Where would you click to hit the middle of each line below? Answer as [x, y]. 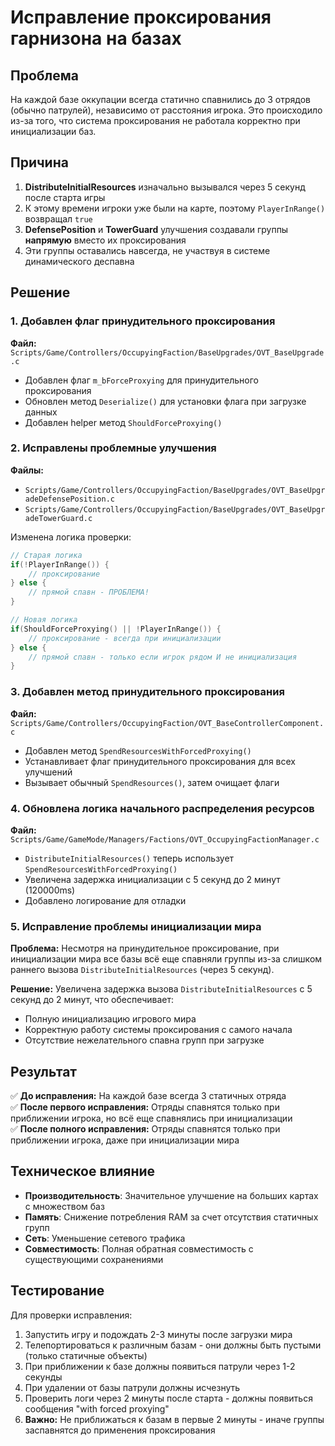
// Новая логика [44, 620]
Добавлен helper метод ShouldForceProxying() [123, 422]
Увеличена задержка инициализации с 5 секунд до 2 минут [152, 879]
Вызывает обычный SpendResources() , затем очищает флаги [152, 782]
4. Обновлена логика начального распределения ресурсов [162, 808]
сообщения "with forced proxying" [97, 1408]
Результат [44, 1071]
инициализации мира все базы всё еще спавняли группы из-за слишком [166, 959]
